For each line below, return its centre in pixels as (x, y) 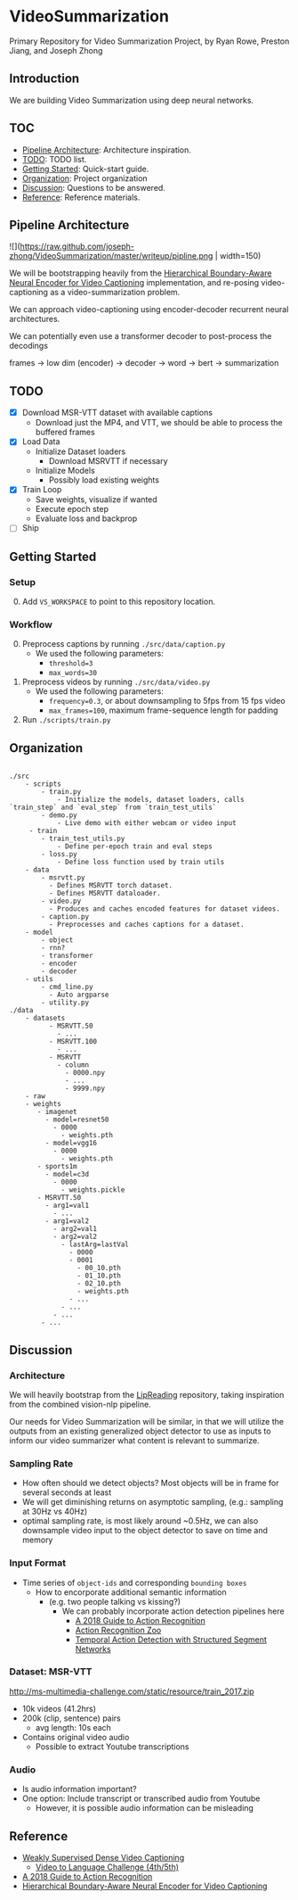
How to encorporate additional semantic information (131, 1592)
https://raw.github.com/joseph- (77, 246)
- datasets (45, 1019)
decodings (29, 346)
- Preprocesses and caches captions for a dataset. (146, 925)
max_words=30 (73, 673)
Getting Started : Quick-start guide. (85, 169)
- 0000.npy (85, 1073)
